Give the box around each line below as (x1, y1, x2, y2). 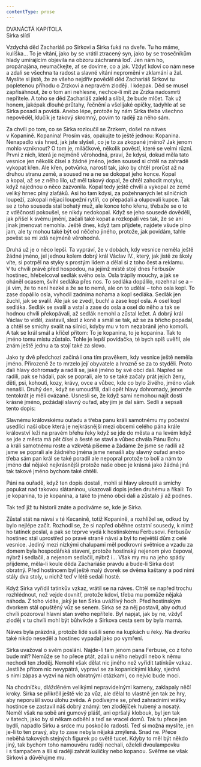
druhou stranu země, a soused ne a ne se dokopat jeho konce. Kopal (6, 170, 176, 178)
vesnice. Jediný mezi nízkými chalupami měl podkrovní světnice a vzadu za (6, 541, 193, 548)
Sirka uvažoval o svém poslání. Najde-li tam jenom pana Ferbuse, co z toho (6, 646, 193, 653)
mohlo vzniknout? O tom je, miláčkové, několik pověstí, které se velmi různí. (6, 144, 193, 152)
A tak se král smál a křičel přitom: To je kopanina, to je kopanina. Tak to (6, 329, 182, 336)
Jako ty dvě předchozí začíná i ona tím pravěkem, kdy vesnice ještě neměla (6, 353, 193, 361)
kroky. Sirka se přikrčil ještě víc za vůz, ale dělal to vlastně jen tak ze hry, (6, 690, 187, 697)
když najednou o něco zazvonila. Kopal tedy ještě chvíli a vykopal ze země (6, 183, 191, 190)
